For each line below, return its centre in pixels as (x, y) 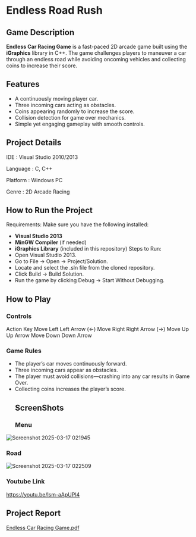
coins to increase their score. (42, 65)
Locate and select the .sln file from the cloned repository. (85, 268)
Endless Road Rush (54, 10)
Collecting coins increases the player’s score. (70, 389)
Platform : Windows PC (34, 180)
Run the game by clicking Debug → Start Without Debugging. (90, 280)
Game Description (40, 32)
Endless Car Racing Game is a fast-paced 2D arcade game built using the (97, 46)
